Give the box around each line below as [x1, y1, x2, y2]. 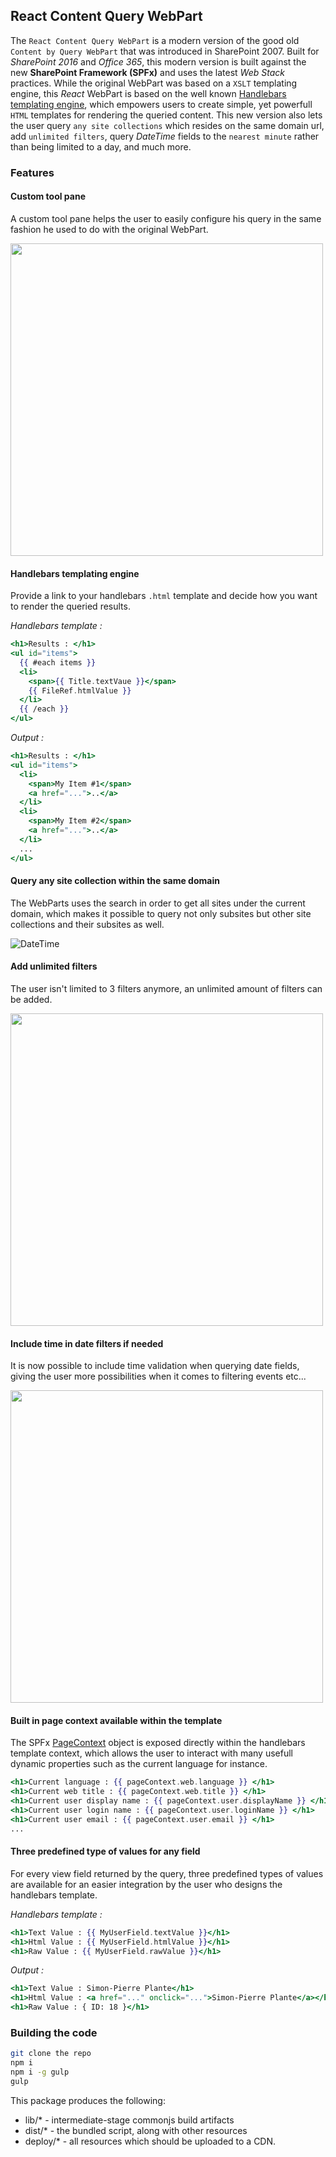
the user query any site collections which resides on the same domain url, [10, 119, 325, 131]
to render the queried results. [10, 600, 131, 613]
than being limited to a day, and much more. [10, 140, 192, 153]
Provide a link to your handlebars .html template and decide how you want [10, 590, 318, 602]
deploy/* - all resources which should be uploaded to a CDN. [24, 2135, 277, 2147]
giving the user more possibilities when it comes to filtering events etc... [10, 1370, 307, 1383]
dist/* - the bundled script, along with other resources [24, 2124, 248, 2136]
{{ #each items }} [19, 657, 97, 668]
